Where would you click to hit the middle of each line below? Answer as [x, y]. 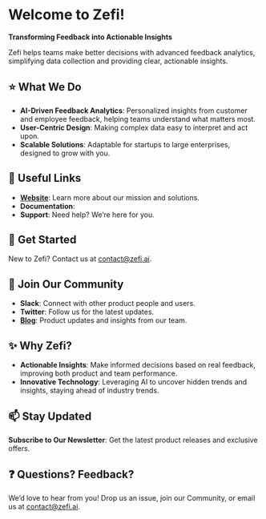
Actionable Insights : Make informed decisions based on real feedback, [138, 365]
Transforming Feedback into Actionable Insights [91, 37]
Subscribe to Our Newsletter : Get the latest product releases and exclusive [133, 440]
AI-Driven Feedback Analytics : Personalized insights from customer [134, 111]
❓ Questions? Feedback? [71, 475]
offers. [19, 448]
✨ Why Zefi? [40, 346]
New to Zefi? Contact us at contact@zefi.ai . [80, 259]
